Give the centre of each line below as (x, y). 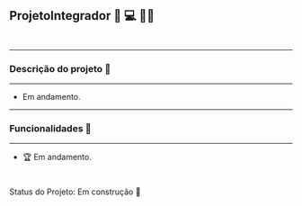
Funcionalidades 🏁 (50, 128)
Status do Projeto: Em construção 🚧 (75, 192)
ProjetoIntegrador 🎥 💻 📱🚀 (82, 16)
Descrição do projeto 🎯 (60, 68)
